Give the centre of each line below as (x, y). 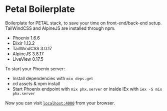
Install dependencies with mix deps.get (53, 78)
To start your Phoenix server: (35, 69)
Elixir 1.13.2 (23, 43)
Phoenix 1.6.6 (26, 38)
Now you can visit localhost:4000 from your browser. (60, 103)
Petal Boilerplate (40, 9)
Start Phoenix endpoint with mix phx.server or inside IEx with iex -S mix (87, 89)
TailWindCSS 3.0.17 (32, 48)
